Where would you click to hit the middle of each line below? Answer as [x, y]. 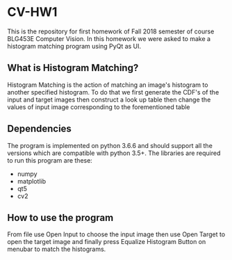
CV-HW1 [32, 12]
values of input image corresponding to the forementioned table [99, 107]
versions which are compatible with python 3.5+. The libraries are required [114, 153]
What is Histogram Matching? [73, 68]
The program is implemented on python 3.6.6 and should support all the [110, 145]
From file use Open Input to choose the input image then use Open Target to [116, 234]
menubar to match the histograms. [57, 249]
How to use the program [60, 217]
